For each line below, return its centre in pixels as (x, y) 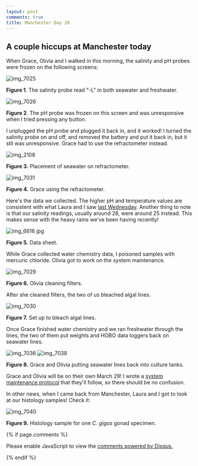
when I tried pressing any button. (46, 120)
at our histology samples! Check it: (48, 400)
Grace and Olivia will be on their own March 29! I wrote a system (85, 376)
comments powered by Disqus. (135, 446)
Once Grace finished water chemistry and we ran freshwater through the (95, 329)
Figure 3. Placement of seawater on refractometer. (68, 166)
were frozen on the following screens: (52, 67)
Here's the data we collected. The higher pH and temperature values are (94, 201)
